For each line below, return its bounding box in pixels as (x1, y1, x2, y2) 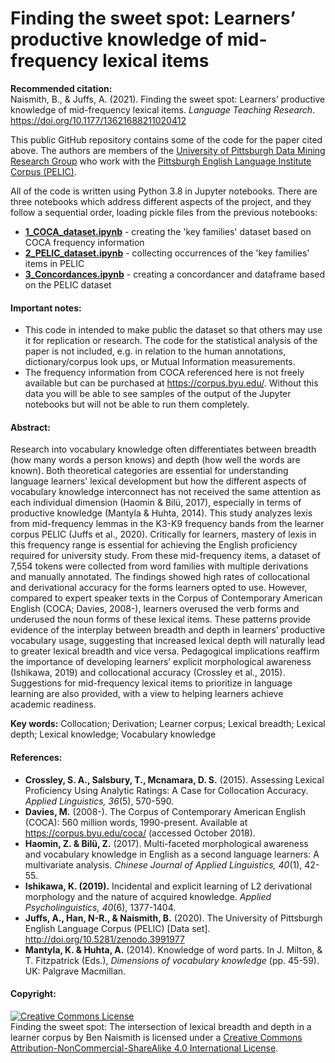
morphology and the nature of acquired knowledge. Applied (24, 890, 272, 902)
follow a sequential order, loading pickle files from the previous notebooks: (10, 206, 318, 218)
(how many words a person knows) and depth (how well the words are (10, 454, 301, 466)
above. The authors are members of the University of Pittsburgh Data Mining (10, 144, 326, 156)
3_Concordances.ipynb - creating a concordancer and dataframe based (24, 268, 326, 280)
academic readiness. (10, 698, 97, 711)
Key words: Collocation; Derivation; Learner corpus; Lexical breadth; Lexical (10, 718, 326, 730)
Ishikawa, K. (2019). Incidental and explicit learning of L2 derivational (24, 880, 313, 892)
